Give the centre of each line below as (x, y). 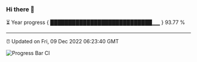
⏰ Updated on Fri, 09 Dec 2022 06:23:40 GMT (62, 42)
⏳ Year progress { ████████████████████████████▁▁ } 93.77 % (96, 22)
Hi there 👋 (21, 9)
